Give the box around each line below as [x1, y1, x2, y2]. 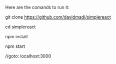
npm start [5, 43, 25, 49]
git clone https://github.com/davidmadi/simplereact [5, 14, 111, 20]
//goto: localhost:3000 [5, 53, 51, 59]
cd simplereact [5, 24, 36, 30]
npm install [5, 34, 28, 39]
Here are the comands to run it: [5, 5, 69, 10]
